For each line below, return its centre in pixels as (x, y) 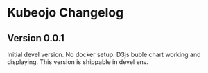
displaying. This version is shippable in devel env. (78, 62)
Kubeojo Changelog (66, 13)
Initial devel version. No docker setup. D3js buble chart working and (104, 54)
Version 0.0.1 (36, 38)
